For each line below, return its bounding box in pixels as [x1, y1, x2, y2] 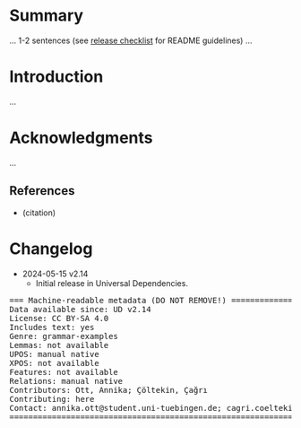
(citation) [21, 207, 56, 218]
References [9, 183, 75, 198]
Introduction [9, 66, 104, 87]
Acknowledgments [9, 127, 154, 148]
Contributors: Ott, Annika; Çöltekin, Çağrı [9, 385, 209, 395]
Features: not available [9, 367, 118, 377]
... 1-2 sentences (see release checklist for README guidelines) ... [9, 35, 253, 46]
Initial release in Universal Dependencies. [35, 277, 188, 288]
